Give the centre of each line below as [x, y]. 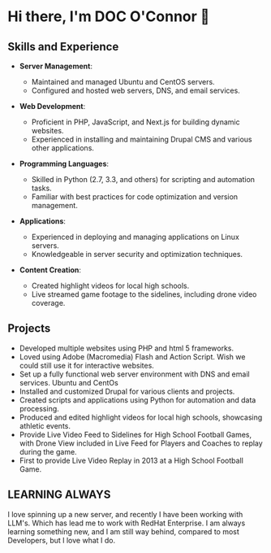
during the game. [48, 451]
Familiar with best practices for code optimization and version [135, 197]
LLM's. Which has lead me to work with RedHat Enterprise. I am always [127, 523]
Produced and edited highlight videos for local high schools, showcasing [141, 417]
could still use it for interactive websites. [87, 365]
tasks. [41, 188]
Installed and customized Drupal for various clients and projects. [127, 391]
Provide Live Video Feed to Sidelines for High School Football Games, [135, 434]
